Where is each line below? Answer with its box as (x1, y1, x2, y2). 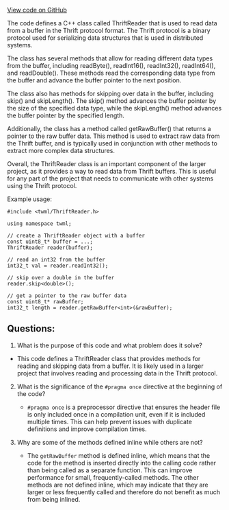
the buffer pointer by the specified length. (7, 111, 125, 119)
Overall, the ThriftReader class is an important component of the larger (7, 160, 206, 167)
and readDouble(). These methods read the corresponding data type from (7, 69, 215, 77)
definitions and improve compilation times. (27, 425, 147, 433)
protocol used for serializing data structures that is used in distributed (7, 34, 204, 42)
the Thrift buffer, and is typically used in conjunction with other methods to (7, 139, 217, 147)
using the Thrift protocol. (7, 182, 77, 189)
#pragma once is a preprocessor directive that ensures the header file (27, 403, 221, 411)
